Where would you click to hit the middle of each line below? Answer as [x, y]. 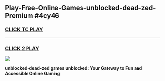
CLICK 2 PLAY [22, 48]
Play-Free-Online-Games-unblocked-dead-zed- [81, 8]
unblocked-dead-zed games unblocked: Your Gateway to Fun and [74, 68]
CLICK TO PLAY [24, 30]
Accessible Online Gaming [33, 73]
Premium [19, 16]
